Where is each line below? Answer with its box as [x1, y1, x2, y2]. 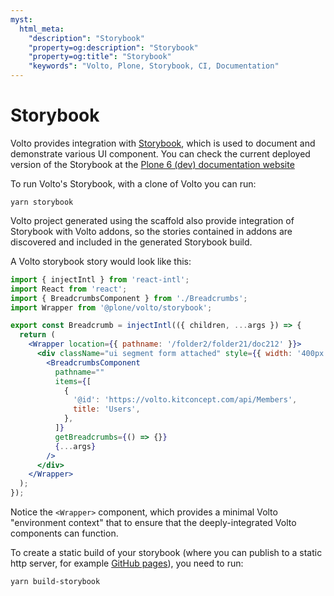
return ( [19, 330, 56, 340]
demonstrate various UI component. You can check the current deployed [10, 147, 311, 160]
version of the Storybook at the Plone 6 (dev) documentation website [10, 158, 295, 170]
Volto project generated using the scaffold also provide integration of [10, 214, 295, 226]
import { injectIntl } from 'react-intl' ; [10, 274, 190, 285]
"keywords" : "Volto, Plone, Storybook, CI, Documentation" [28, 61, 280, 71]
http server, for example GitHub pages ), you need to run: [10, 557, 244, 570]
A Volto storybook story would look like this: [10, 255, 192, 267]
